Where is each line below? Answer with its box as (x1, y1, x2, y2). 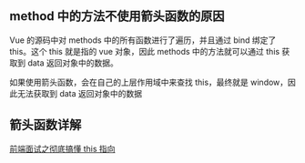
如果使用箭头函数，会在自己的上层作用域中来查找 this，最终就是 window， (9, 76, 289, 87)
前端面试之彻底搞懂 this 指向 (9, 143, 116, 154)
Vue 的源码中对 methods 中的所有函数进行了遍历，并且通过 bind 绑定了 (9, 35, 277, 46)
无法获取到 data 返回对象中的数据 (16, 87, 143, 98)
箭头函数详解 (9, 117, 82, 133)
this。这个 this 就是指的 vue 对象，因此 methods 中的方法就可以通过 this (9, 46, 280, 56)
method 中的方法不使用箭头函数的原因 (9, 8, 225, 25)
